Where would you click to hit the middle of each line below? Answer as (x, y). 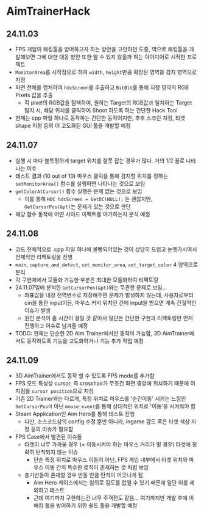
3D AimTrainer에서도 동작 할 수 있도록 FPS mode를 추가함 (85, 376)
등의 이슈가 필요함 (52, 429)
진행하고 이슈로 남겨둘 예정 (56, 326)
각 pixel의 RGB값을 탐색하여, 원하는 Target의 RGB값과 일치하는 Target (108, 103)
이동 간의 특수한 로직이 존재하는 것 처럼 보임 (97, 467)
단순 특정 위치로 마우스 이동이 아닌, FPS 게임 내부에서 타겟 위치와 (110, 460)
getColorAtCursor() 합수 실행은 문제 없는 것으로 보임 (79, 191)
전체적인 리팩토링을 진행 (44, 257)
